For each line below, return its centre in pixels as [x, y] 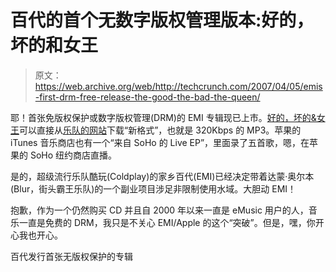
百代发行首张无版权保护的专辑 [71, 256]
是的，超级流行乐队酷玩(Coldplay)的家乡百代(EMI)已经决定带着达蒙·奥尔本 [162, 176]
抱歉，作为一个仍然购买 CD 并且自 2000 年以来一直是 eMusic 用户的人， [159, 210]
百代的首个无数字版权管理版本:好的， [162, 20]
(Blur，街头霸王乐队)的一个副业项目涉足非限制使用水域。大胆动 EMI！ [153, 188]
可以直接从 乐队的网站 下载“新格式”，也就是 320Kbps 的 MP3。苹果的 [160, 130]
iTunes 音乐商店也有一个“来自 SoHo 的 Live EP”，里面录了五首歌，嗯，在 [160, 142]
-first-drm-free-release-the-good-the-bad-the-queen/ [147, 97]
